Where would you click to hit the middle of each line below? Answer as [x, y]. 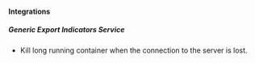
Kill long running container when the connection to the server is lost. [134, 50]
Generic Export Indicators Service [67, 30]
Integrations [29, 11]
